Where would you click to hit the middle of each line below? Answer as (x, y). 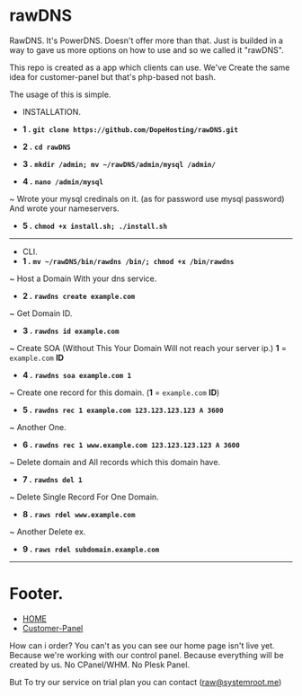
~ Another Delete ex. (48, 532)
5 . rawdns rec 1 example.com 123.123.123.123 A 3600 (123, 410)
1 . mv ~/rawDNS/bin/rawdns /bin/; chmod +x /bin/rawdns (128, 260)
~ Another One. (38, 427)
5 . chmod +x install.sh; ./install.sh (95, 225)
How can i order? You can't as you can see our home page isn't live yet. (142, 645)
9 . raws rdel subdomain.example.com (91, 549)
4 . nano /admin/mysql (62, 181)
